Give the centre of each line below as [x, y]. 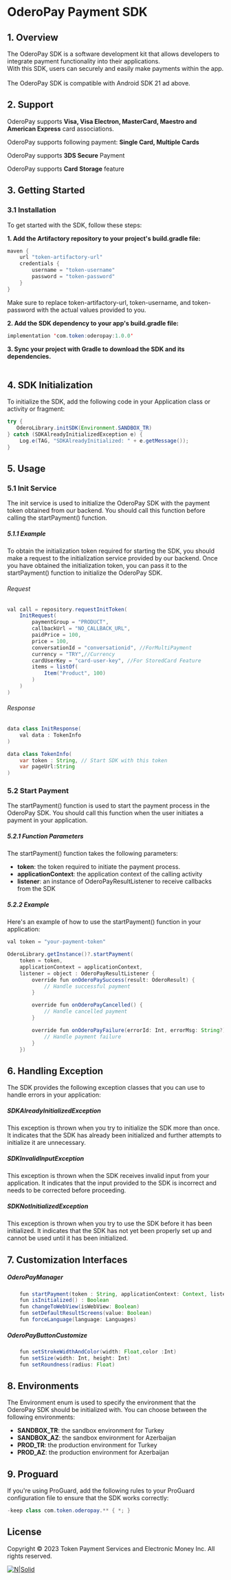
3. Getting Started [46, 190]
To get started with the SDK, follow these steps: [75, 225]
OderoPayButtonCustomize [47, 1335]
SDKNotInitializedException [48, 1206]
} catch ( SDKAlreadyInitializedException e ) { [75, 434]
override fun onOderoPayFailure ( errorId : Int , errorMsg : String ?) [129, 1030]
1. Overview [33, 38]
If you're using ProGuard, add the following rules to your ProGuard [101, 1491]
